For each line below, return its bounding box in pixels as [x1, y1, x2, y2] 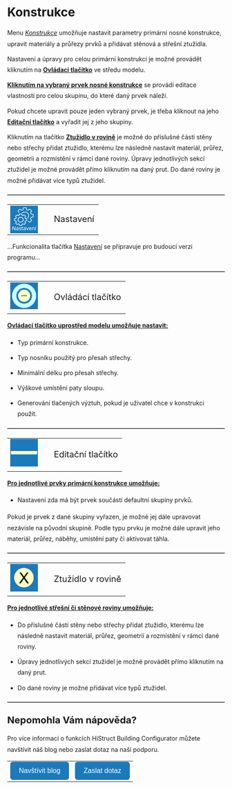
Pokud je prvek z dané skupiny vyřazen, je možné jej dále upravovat [7, 512, 201, 521]
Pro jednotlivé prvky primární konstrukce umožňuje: [7, 479, 160, 488]
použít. [17, 410, 37, 418]
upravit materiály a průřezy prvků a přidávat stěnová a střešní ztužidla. [7, 39, 208, 48]
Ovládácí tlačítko [54, 292, 122, 303]
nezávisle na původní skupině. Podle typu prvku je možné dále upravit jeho [7, 523, 221, 532]
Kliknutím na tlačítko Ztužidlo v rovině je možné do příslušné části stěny [7, 132, 213, 141]
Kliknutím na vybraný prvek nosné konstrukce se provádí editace [7, 81, 197, 89]
